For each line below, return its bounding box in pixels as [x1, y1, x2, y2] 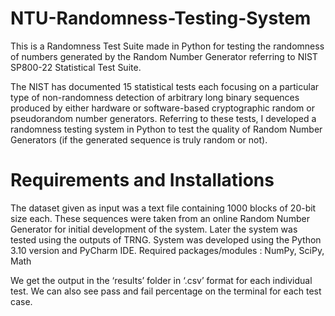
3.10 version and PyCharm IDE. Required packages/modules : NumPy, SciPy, [10, 244, 325, 256]
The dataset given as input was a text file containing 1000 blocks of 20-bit [10, 202, 317, 214]
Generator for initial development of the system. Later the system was [10, 223, 298, 235]
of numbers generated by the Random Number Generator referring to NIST [10, 50, 318, 62]
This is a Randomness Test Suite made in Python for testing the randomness [10, 40, 325, 52]
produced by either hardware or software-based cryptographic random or [10, 102, 315, 114]
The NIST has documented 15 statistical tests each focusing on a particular [10, 80, 320, 92]
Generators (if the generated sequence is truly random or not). [10, 133, 268, 146]
